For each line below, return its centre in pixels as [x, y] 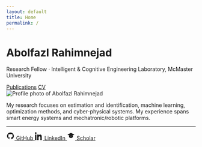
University [19, 76]
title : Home [21, 17]
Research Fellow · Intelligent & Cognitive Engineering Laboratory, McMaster [100, 69]
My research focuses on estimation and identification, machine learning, [96, 105]
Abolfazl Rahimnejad [59, 52]
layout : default [26, 12]
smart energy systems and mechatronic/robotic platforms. [78, 118]
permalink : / [23, 23]
